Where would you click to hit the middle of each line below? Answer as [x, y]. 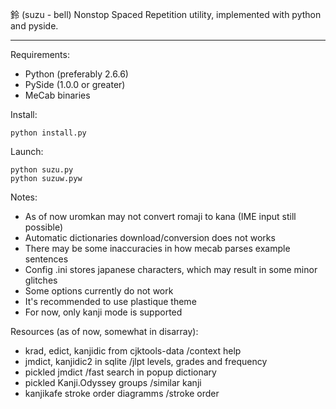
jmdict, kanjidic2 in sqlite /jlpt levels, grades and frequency [146, 361]
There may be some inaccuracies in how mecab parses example [157, 248]
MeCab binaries [57, 95]
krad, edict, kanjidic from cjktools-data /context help [133, 351]
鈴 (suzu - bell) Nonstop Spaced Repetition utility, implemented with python [166, 14]
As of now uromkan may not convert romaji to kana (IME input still [160, 216]
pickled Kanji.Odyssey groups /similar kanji [113, 382]
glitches [41, 280]
